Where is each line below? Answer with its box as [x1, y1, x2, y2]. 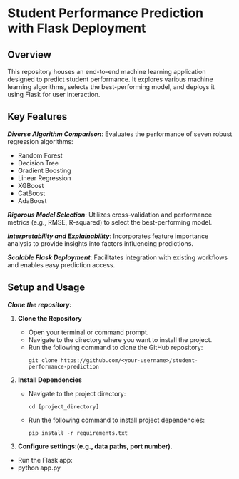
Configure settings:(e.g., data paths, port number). [17, 442, 173, 450]
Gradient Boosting [17, 166, 71, 175]
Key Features [7, 110, 68, 123]
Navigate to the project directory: [28, 389, 126, 398]
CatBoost [17, 189, 46, 197]
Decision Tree [17, 158, 59, 167]
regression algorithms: [7, 137, 73, 145]
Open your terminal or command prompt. [28, 328, 149, 336]
